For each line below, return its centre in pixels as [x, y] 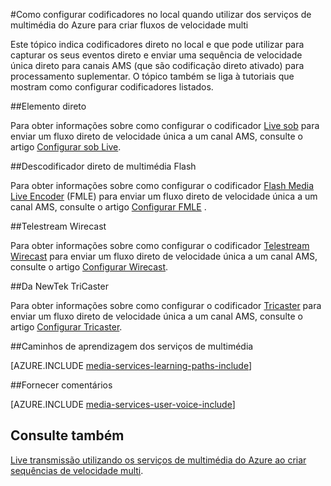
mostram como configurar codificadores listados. [112, 87]
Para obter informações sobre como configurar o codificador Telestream [160, 245]
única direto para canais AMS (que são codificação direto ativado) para [157, 65]
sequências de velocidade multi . [77, 470]
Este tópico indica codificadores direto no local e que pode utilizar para [157, 44]
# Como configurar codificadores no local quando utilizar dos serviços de [161, 14]
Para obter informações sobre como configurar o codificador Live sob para [165, 125]
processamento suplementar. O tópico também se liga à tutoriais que [152, 76]
